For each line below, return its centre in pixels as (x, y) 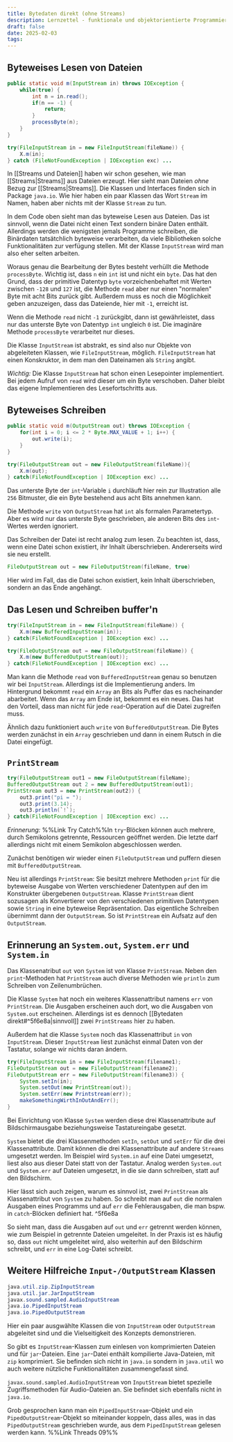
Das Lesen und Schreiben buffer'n (83, 609)
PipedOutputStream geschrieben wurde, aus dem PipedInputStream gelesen (114, 1425)
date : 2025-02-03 (32, 33)
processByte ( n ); (55, 122)
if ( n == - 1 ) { (52, 103)
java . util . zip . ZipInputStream (51, 1287)
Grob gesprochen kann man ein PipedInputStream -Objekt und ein (100, 1410)
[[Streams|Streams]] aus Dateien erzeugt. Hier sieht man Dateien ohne (108, 181)
